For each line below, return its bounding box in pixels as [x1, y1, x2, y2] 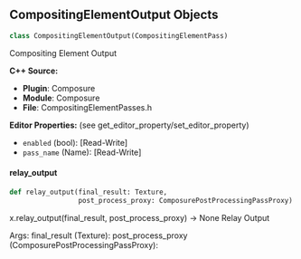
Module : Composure [22, 92, 100, 103]
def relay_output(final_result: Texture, [9, 187, 168, 197]
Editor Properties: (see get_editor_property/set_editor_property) [9, 120, 250, 130]
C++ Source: [9, 65, 59, 76]
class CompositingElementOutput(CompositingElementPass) [9, 31, 229, 40]
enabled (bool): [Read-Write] [22, 137, 128, 148]
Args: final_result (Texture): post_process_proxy [9, 230, 188, 241]
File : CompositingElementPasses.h [22, 101, 153, 112]
